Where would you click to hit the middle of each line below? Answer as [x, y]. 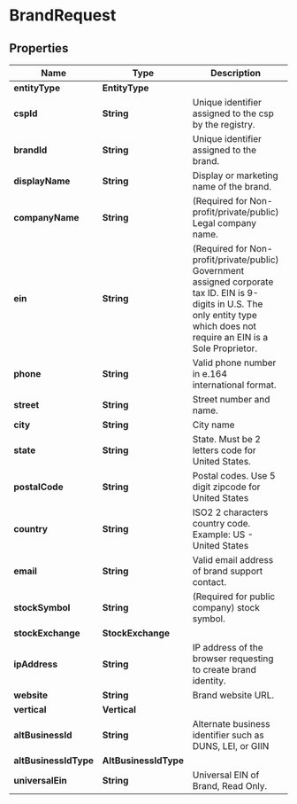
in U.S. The [240, 304]
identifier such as [228, 735]
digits [204, 304]
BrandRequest [63, 16]
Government [218, 271]
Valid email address [233, 560]
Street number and [231, 399]
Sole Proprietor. [225, 348]
